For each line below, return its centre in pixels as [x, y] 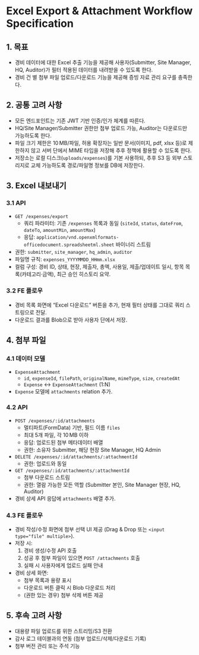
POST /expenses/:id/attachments [55, 421]
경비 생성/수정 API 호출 [50, 550]
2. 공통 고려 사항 [34, 105]
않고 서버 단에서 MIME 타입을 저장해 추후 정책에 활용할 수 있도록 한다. [111, 150]
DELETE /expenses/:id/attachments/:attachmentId [76, 457]
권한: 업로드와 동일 [45, 463]
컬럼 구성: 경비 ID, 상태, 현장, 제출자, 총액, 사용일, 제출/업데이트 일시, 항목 [99, 266]
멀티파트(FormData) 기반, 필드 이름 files [72, 427]
